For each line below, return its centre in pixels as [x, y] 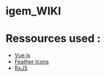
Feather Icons [31, 62]
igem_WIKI [33, 11]
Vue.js [22, 55]
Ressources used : [53, 39]
